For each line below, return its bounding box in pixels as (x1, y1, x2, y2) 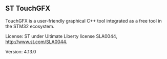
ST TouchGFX (5, 4, 50, 13)
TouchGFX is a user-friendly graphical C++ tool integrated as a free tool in (5, 17, 162, 24)
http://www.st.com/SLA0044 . (5, 38, 68, 45)
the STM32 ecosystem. (5, 23, 55, 29)
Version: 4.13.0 (5, 48, 36, 54)
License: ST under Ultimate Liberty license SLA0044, (5, 33, 118, 39)
